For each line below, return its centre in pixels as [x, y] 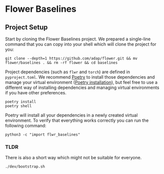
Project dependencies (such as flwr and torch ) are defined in [68, 72]
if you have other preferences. [36, 93]
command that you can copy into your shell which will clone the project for [81, 44]
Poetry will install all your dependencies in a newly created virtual [71, 115]
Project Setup [27, 27]
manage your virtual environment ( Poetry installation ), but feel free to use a [81, 82]
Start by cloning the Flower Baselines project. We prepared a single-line [78, 39]
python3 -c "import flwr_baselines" [43, 135]
